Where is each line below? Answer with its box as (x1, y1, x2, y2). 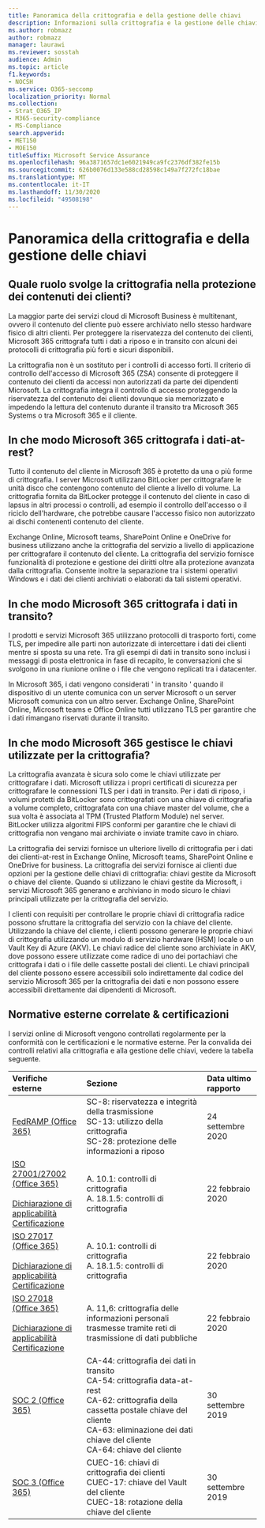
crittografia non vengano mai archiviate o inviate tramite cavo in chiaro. (8, 828, 239, 838)
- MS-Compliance (8, 122, 62, 130)
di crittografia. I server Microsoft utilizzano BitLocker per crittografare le (8, 475, 242, 485)
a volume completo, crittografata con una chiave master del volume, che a (8, 803, 250, 812)
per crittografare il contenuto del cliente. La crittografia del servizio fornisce (8, 549, 255, 558)
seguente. (8, 1053, 41, 1064)
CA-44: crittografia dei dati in (86, 1355, 196, 1366)
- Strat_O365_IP (8, 108, 62, 115)
